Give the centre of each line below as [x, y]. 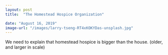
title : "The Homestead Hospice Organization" [55, 14]
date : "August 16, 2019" [31, 23]
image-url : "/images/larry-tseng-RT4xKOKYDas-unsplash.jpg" [69, 28]
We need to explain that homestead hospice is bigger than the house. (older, [84, 42]
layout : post [19, 10]
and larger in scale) [25, 47]
